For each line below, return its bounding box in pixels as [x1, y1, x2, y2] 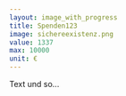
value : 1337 [9, 37, 54, 47]
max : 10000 [9, 46, 50, 55]
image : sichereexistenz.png [9, 29, 114, 38]
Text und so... [9, 79, 60, 89]
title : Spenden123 [9, 21, 78, 30]
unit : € [9, 54, 38, 63]
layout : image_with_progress [9, 12, 118, 22]
